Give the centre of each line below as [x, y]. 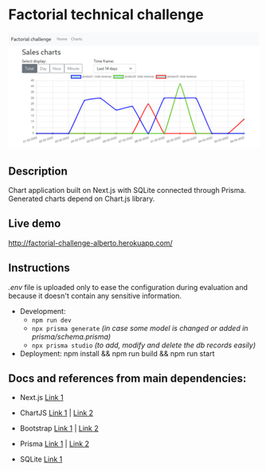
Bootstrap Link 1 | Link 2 [59, 429]
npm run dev [51, 320]
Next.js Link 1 [41, 398]
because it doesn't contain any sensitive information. [95, 296]
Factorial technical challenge [106, 15]
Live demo [35, 224]
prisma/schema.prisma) [71, 336]
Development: [43, 311]
